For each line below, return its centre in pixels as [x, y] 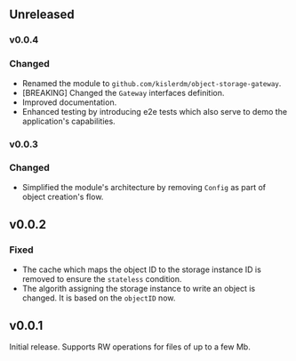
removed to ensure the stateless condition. [102, 278]
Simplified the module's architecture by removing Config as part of [144, 187]
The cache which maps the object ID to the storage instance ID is [142, 269]
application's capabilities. [68, 121]
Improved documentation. [69, 102]
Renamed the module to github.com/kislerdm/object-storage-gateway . [152, 83]
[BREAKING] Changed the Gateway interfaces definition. [123, 92]
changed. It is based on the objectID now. [99, 298]
